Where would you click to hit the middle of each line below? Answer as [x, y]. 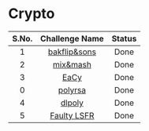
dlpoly [72, 103]
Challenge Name [72, 38]
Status [124, 38]
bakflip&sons [72, 52]
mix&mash [72, 64]
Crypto [32, 14]
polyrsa [72, 89]
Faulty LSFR [72, 115]
